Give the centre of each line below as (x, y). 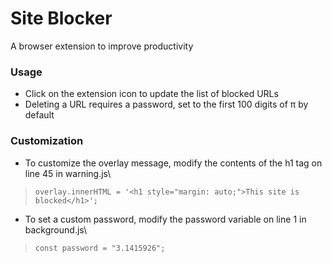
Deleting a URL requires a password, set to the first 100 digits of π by (166, 104)
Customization (47, 141)
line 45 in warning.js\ (68, 173)
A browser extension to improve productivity (102, 46)
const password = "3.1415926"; (100, 248)
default (39, 115)
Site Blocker (61, 18)
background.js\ (56, 229)
